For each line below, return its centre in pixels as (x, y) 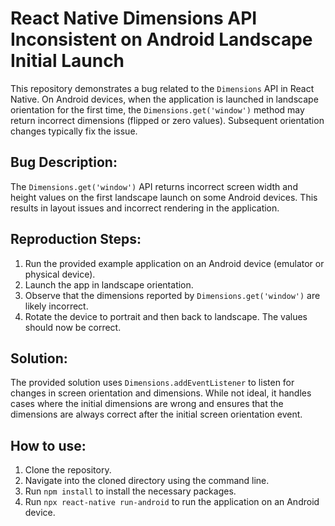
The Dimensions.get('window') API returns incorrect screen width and (154, 186)
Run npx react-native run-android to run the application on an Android (172, 502)
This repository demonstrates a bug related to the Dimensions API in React (162, 88)
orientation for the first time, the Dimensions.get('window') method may (157, 109)
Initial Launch (67, 61)
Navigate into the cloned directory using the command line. (147, 481)
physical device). (60, 274)
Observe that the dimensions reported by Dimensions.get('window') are (172, 295)
